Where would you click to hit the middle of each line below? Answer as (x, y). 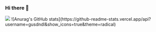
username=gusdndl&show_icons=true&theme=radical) (61, 25)
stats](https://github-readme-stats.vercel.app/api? (100, 19)
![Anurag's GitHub (30, 19)
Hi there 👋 (17, 8)
